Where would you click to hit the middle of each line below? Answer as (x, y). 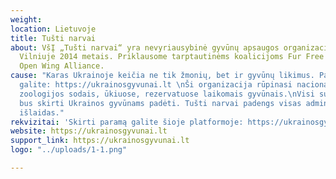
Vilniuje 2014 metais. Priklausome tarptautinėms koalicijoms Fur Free (172, 57)
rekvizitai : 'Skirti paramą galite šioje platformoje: (127, 122)
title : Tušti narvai (53, 38)
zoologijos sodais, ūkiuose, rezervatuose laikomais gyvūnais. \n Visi (167, 94)
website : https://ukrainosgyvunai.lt (89, 131)
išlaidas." (42, 112)
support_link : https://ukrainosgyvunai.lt (100, 141)
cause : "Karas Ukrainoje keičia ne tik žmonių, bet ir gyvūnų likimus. (162, 76)
